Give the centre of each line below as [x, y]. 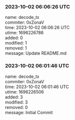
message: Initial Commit [29, 112]
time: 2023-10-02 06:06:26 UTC [37, 28]
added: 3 [14, 97]
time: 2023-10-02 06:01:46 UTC [37, 87]
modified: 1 [16, 43]
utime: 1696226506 [24, 92]
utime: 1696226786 [24, 33]
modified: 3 [16, 102]
